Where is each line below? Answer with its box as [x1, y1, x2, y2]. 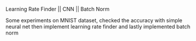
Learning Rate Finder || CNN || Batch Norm [5, 6, 110, 12]
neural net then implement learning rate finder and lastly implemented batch [5, 23, 191, 30]
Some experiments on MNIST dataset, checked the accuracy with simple [5, 17, 182, 23]
